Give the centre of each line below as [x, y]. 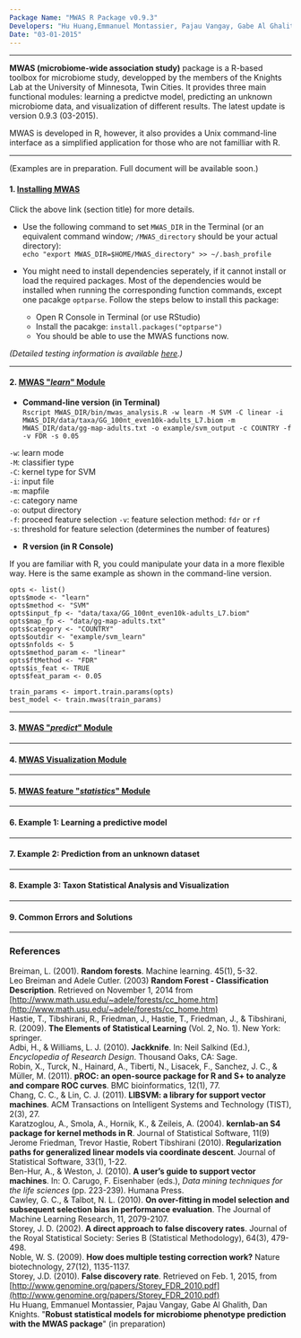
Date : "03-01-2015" [46, 34]
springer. [26, 1037]
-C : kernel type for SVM [53, 471]
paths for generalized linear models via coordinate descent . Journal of [142, 1152]
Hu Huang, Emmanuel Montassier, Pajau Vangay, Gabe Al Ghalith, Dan [138, 1304]
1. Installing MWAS [45, 188]
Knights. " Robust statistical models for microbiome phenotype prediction [148, 1314]
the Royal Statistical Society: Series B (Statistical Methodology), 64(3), [139, 1237]
